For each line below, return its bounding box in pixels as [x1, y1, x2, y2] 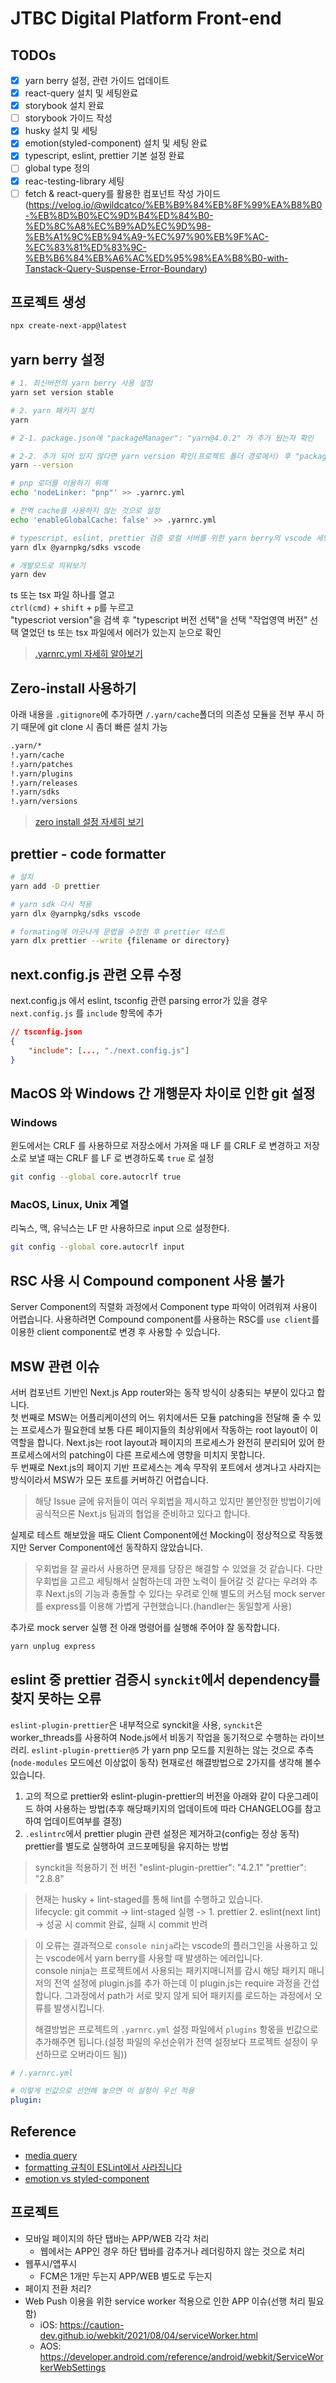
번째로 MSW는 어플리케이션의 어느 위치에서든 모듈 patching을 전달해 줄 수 [20, 1411, 312, 1423]
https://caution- [59, 2318, 125, 2331]
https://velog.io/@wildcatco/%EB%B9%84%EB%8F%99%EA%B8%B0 [28, 198, 323, 211]
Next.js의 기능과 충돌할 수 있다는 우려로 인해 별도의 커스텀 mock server [45, 1587, 326, 1599]
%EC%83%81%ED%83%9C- [24, 241, 147, 253]
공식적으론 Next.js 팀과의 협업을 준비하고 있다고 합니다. [34, 1507, 251, 1519]
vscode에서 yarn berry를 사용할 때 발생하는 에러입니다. [45, 1952, 263, 1964]
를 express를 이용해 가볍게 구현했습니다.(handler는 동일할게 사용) [34, 1600, 292, 1612]
